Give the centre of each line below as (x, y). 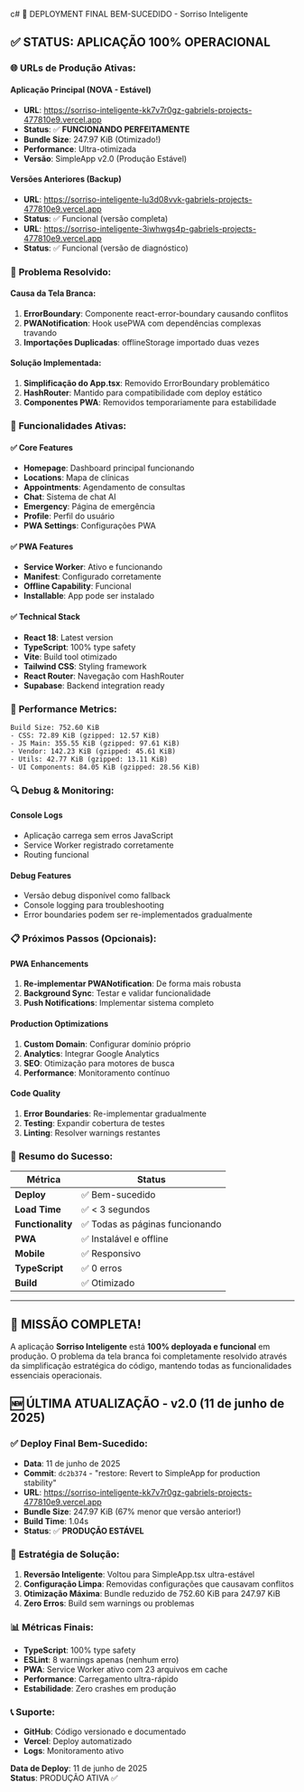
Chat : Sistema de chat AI (69, 497)
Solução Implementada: (56, 363)
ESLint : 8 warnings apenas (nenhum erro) (101, 1660)
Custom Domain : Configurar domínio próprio (107, 1044)
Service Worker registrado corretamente (98, 845)
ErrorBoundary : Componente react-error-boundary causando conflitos (156, 313)
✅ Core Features (41, 447)
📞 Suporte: (32, 1712)
